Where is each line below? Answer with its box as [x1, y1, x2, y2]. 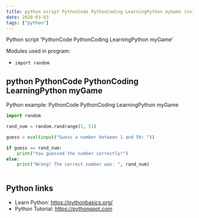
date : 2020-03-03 [6, 14, 49, 20]
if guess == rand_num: [6, 145, 62, 151]
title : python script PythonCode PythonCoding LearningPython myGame [6, 8, 182, 15]
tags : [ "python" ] [6, 20, 49, 26]
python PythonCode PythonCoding [6, 76, 139, 86]
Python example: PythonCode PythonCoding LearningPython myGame [6, 102, 179, 109]
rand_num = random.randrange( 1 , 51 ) [6, 124, 97, 129]
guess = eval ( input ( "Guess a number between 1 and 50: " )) [6, 134, 155, 140]
